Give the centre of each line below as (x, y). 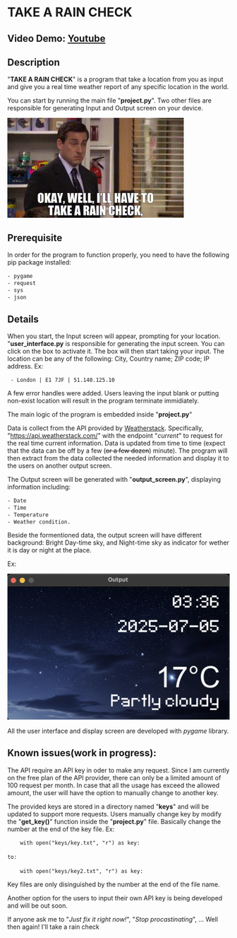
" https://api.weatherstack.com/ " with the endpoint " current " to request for (115, 436)
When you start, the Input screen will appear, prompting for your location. (114, 336)
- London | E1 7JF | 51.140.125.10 (62, 380)
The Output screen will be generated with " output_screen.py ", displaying (114, 480)
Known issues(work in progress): (82, 753)
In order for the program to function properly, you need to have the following (119, 255)
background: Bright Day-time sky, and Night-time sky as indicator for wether (118, 543)
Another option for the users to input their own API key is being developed (115, 898)
